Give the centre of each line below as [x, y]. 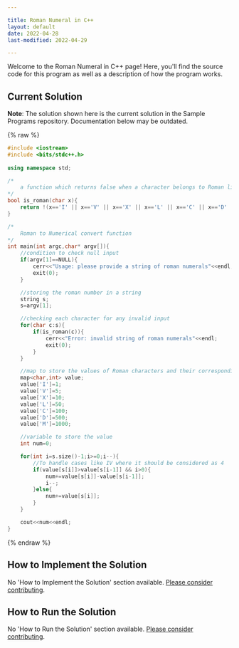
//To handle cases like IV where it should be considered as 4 [128, 463]
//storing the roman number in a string [81, 293]
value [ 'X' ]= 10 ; [43, 397]
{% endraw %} [29, 543]
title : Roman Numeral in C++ [51, 20]
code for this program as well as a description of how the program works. [115, 74]
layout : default [31, 27]
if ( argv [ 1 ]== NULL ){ [49, 260]
